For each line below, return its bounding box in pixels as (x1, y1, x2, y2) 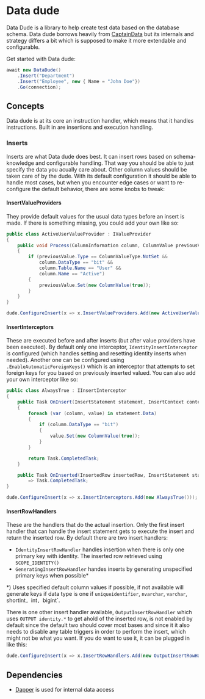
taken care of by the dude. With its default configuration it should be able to (6, 172, 196, 179)
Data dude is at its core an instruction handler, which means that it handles (6, 117, 194, 125)
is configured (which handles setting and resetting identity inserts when (6, 350, 187, 357)
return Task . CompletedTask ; (28, 455, 99, 462)
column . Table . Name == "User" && (38, 265, 121, 271)
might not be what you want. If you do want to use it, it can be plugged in (6, 634, 190, 642)
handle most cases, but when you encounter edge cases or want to (6, 178, 176, 186)
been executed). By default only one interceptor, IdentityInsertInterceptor (6, 343, 198, 351)
